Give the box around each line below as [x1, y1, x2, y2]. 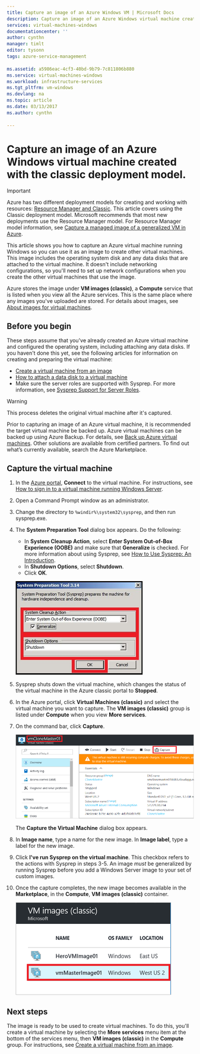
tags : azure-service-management [7, 53, 87, 59]
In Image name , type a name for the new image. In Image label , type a [15, 836, 188, 843]
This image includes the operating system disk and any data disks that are [7, 254, 188, 261]
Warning [7, 398, 27, 405]
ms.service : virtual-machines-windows [7, 72, 103, 78]
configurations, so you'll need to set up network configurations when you [7, 267, 186, 274]
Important [7, 187, 31, 194]
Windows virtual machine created [7, 155, 177, 169]
